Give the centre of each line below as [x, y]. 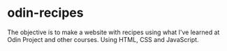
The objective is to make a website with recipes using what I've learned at [113, 32]
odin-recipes [45, 13]
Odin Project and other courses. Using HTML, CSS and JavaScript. [103, 39]
